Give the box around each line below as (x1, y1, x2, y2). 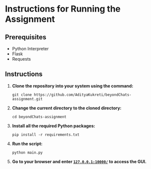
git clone (12, 92, 32, 97)
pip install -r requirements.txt (12, 132, 80, 137)
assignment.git (12, 96, 43, 101)
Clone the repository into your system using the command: (12, 83, 134, 89)
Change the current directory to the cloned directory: (12, 105, 122, 111)
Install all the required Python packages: (12, 123, 95, 129)
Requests (12, 56, 31, 61)
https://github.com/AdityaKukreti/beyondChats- (33, 92, 132, 97)
